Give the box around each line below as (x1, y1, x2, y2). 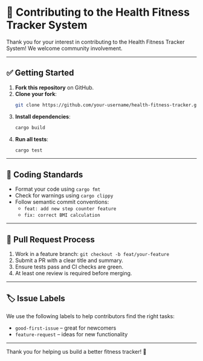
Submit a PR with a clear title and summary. (14, 257, 124, 264)
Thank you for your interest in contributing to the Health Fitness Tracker (6, 38, 185, 45)
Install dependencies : (14, 113, 71, 120)
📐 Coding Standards (6, 169, 83, 180)
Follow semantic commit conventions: (14, 199, 109, 206)
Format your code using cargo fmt (14, 185, 101, 193)
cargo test (14, 147, 43, 153)
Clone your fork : (14, 90, 57, 97)
